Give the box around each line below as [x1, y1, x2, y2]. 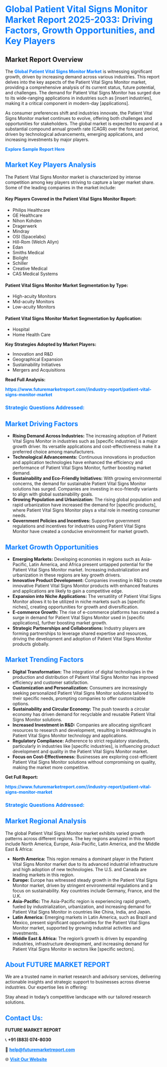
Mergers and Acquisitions [12, 367, 66, 373]
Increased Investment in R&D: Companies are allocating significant [12, 722, 152, 728]
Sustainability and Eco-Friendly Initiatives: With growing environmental [12, 476, 162, 482]
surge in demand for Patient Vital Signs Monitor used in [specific [12, 614, 145, 620]
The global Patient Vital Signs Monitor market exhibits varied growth [5, 830, 145, 836]
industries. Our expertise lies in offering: [5, 984, 88, 990]
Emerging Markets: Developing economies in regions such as [12, 556, 140, 562]
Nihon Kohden [12, 218, 42, 224]
